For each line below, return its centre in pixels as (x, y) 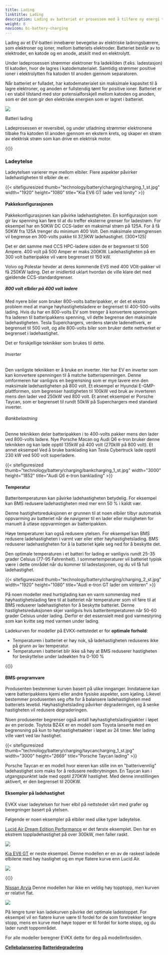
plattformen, (18, 391)
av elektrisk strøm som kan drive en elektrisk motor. (58, 139)
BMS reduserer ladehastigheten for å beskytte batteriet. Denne (70, 605)
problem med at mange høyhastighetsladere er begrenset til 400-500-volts (83, 306)
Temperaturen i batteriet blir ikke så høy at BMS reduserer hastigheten (85, 651)
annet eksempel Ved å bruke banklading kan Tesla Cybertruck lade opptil (80, 450)
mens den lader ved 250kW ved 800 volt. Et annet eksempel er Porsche (79, 396)
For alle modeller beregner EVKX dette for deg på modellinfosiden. (74, 937)
